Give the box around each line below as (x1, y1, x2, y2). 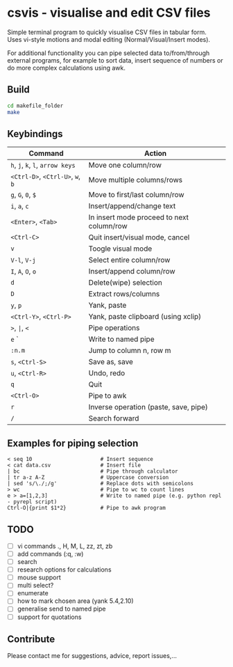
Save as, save (88, 357, 134, 367)
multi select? (17, 581, 54, 590)
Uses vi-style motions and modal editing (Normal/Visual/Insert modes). (7, 35, 210, 43)
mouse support (17, 573, 61, 582)
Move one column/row (88, 160, 162, 170)
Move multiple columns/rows (88, 175, 182, 185)
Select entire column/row (88, 256, 171, 265)
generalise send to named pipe (17, 604, 106, 613)
